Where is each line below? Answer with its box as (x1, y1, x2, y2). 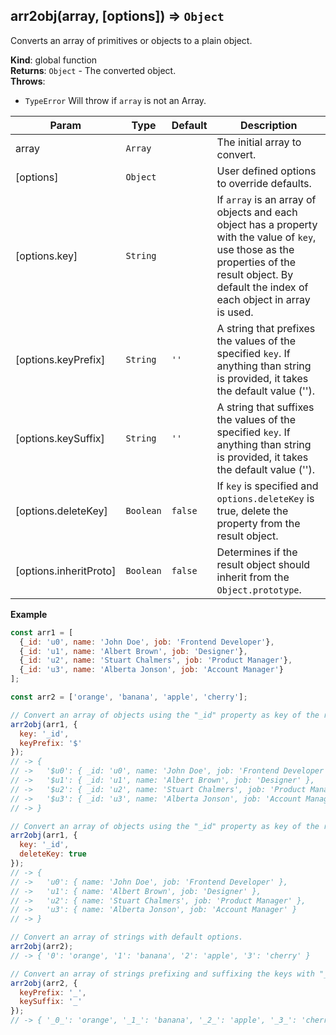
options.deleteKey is (216, 491, 315, 505)
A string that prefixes (216, 321, 316, 335)
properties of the (216, 255, 297, 269)
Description (240, 118, 298, 132)
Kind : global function (10, 54, 98, 66)
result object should (216, 557, 311, 571)
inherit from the (216, 570, 290, 584)
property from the (216, 516, 301, 530)
